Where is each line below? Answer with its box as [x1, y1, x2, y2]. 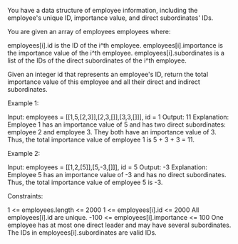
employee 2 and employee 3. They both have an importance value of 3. [7, 128, 217, 136]
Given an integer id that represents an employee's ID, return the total [7, 70, 209, 78]
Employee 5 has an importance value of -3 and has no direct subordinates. [7, 171, 227, 179]
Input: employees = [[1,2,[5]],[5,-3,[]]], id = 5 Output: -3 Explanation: [7, 163, 208, 171]
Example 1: [7, 99, 39, 107]
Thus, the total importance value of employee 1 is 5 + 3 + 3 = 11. [7, 135, 195, 144]
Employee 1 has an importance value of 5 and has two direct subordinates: [7, 120, 226, 129]
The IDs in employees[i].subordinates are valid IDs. [7, 228, 157, 237]
